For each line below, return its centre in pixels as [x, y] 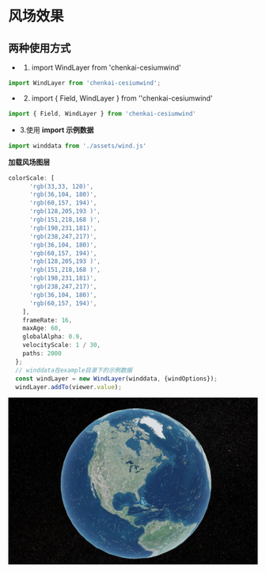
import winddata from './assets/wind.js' [78, 146]
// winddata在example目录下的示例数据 [74, 370]
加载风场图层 [29, 162]
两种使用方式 [40, 48]
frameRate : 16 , [47, 320]
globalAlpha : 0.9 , [53, 337]
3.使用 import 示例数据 [57, 130]
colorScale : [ [32, 178]
